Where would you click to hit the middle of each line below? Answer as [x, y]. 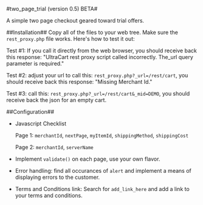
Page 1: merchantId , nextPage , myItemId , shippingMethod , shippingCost [102, 135]
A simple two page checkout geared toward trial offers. [75, 20]
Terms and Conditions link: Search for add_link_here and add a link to [102, 189]
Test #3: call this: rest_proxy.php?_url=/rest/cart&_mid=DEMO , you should [98, 93]
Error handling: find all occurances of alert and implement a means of [103, 171]
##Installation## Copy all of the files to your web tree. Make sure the [92, 32]
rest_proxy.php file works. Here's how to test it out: [71, 39]
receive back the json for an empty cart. [57, 100]
